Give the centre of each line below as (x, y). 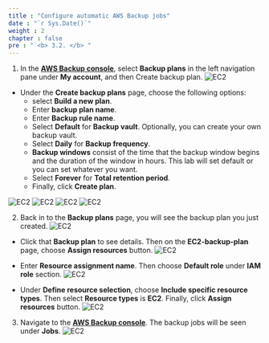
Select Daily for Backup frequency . (91, 144)
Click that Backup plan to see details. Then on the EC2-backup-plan (134, 242)
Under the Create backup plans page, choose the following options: (133, 92)
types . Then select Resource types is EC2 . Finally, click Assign (126, 299)
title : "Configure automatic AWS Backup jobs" (90, 16)
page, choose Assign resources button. (86, 251)
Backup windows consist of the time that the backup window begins (146, 153)
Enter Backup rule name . (73, 118)
